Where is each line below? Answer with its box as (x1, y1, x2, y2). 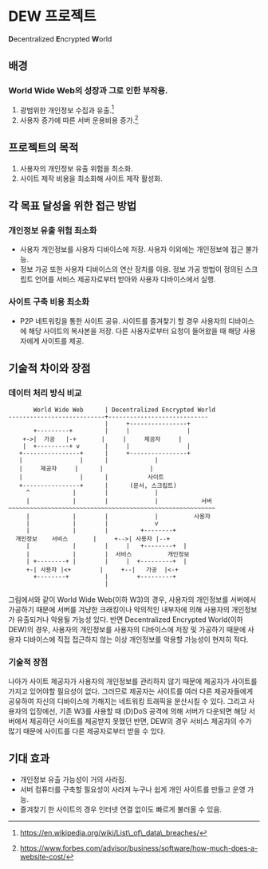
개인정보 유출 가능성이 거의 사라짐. (19, 774, 127, 784)
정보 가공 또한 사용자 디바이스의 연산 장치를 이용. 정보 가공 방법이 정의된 (19, 265, 243, 274)
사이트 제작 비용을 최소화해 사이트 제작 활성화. (19, 173, 164, 183)
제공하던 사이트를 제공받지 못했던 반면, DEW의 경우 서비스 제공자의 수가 (29, 716, 252, 725)
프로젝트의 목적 (8, 141, 79, 155)
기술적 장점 (8, 657, 49, 668)
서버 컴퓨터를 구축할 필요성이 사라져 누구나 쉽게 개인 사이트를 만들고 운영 (19, 784, 246, 794)
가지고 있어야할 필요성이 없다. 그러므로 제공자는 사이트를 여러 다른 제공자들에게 (8, 686, 254, 696)
